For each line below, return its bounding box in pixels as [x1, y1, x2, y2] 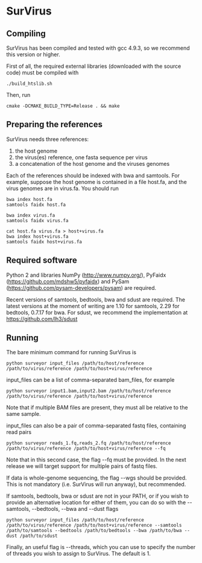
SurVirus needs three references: [6, 135, 89, 143]
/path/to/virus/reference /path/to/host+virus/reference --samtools [6, 522, 182, 528]
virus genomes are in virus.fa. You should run [6, 185, 119, 192]
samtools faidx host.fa [6, 202, 66, 208]
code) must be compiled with [6, 69, 79, 76]
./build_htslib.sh [6, 81, 52, 87]
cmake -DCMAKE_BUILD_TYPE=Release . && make [6, 103, 120, 109]
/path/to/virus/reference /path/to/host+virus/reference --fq [6, 446, 166, 452]
